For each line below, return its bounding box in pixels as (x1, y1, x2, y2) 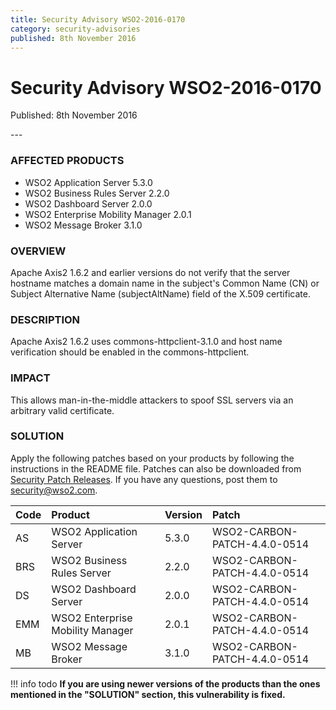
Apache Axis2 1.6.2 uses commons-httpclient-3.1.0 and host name (10, 336, 283, 348)
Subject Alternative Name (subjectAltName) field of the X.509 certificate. (10, 287, 311, 300)
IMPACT (10, 371, 51, 385)
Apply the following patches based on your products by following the (10, 452, 295, 464)
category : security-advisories (10, 24, 141, 34)
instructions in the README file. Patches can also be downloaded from (10, 462, 302, 475)
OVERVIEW (10, 244, 67, 258)
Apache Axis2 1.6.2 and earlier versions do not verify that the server (10, 266, 291, 278)
